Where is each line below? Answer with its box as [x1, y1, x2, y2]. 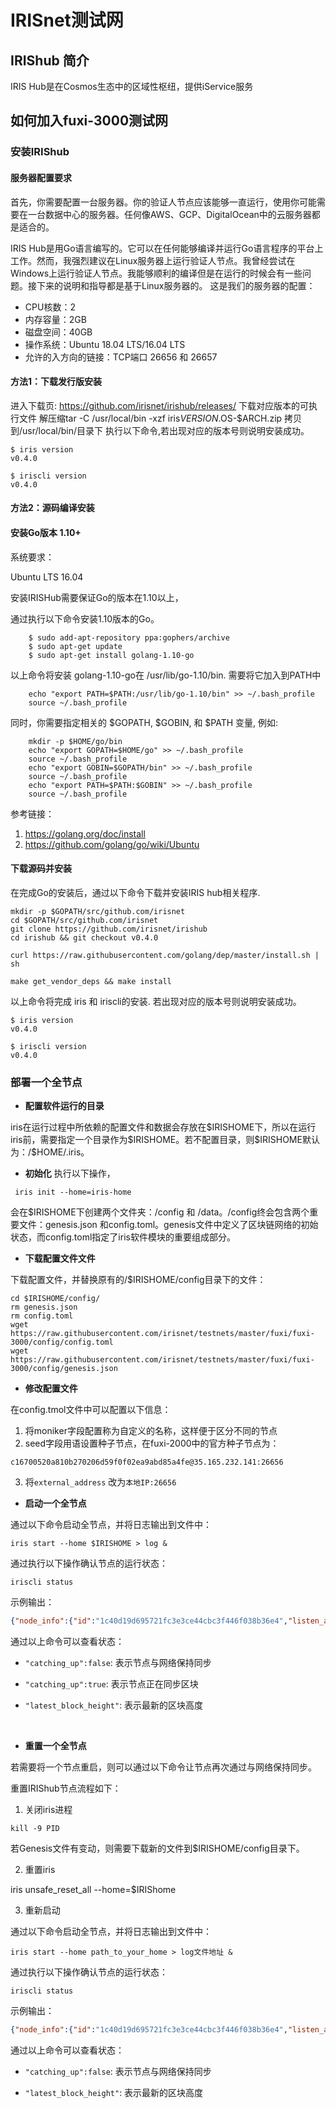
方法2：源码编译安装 [10, 502, 95, 514]
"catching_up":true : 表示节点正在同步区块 [24, 1677, 199, 1690]
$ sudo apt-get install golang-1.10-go [28, 650, 195, 660]
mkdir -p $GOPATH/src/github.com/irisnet [10, 906, 186, 916]
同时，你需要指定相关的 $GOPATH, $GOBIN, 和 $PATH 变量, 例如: [10, 716, 279, 728]
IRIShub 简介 [10, 52, 90, 69]
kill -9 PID [10, 1823, 60, 1833]
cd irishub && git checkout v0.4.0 [10, 932, 159, 943]
